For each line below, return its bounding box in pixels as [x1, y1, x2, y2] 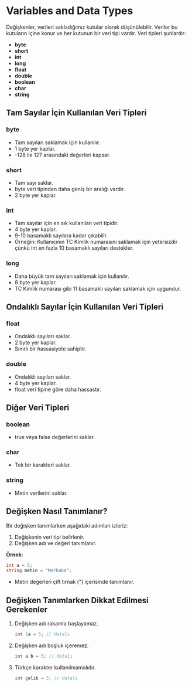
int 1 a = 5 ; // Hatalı [14, 631, 70, 637]
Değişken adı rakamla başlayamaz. [14, 620, 98, 627]
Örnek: [6, 551, 23, 558]
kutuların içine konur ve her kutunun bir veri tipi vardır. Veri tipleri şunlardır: [6, 29, 186, 36]
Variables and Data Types [6, 4, 133, 18]
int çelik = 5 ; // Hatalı [14, 675, 78, 681]
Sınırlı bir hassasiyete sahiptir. [14, 345, 87, 352]
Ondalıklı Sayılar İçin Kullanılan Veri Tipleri [6, 302, 164, 312]
